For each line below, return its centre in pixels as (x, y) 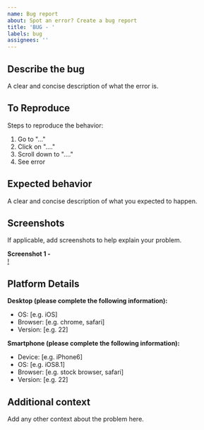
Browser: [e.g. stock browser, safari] (71, 372)
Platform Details (43, 284)
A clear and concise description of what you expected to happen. (102, 201)
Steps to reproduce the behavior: (55, 125)
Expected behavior (50, 184)
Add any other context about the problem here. (76, 419)
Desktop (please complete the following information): (88, 301)
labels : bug (25, 34)
